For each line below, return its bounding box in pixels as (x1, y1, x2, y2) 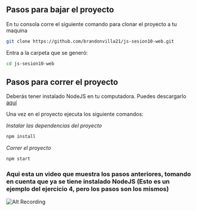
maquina (6, 27, 28, 34)
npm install (6, 134, 36, 140)
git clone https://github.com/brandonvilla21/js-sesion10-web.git (6, 38, 174, 44)
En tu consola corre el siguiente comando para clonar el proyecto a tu (6, 20, 177, 27)
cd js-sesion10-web (6, 61, 55, 67)
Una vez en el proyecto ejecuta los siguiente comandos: (6, 111, 144, 118)
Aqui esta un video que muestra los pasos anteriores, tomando (6, 170, 192, 178)
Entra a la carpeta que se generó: (6, 49, 88, 56)
